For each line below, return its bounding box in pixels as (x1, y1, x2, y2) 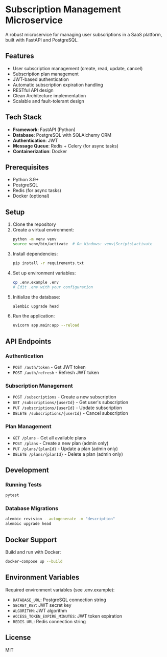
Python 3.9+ (12, 177, 39, 183)
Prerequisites (5, 163, 49, 172)
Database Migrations (5, 505, 59, 512)
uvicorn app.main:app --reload (12, 323, 80, 328)
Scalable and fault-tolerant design (12, 98, 84, 104)
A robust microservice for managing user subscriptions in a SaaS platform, (5, 31, 162, 37)
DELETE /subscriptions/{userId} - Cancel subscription (12, 410, 129, 416)
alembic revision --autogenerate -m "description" (5, 516, 115, 522)
